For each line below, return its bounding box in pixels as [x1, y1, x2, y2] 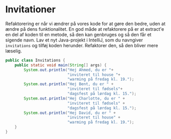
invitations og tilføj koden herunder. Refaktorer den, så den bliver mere [5, 42, 158, 48]
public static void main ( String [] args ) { [14, 63, 107, 68]
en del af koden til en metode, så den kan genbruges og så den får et [5, 31, 151, 37]
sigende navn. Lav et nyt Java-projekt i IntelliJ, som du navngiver [5, 37, 143, 43]
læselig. [5, 48, 22, 54]
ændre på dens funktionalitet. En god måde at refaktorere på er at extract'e [5, 26, 164, 32]
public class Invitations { [5, 57, 66, 63]
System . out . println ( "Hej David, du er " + [24, 110, 116, 115]
